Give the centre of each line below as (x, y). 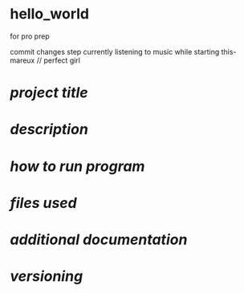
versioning (47, 277)
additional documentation (99, 240)
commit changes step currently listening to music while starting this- (123, 51)
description (49, 130)
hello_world (50, 14)
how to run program (77, 166)
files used (43, 203)
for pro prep (30, 36)
